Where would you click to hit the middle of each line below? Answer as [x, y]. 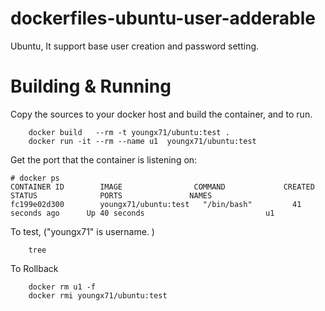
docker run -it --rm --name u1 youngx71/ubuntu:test [142, 141]
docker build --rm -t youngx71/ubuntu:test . [129, 132]
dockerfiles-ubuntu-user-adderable [163, 18]
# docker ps [35, 178]
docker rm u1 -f [62, 287]
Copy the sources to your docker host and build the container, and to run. [161, 114]
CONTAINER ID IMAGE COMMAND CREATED [162, 187]
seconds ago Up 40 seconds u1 [142, 213]
